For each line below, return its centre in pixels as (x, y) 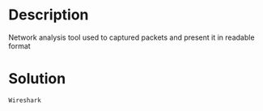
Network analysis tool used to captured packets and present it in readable (131, 37)
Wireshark (25, 100)
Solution (37, 79)
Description (49, 15)
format (19, 45)
